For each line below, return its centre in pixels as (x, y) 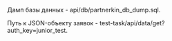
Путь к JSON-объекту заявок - (53, 23)
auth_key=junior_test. (37, 30)
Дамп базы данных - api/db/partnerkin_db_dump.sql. (84, 10)
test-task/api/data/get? (132, 23)
